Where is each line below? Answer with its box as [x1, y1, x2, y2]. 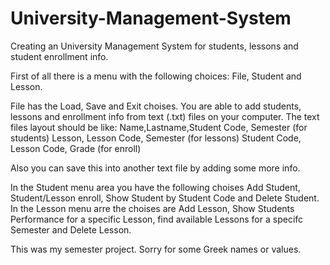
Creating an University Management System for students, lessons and [10, 40, 299, 52]
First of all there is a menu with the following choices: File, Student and [10, 70, 302, 82]
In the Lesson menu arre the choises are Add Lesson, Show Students [10, 202, 295, 214]
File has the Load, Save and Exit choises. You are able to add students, [10, 100, 302, 112]
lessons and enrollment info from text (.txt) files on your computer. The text [10, 110, 320, 122]
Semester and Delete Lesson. [10, 223, 132, 236]
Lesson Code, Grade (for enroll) [10, 142, 142, 154]
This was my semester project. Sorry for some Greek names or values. [10, 243, 302, 255]
